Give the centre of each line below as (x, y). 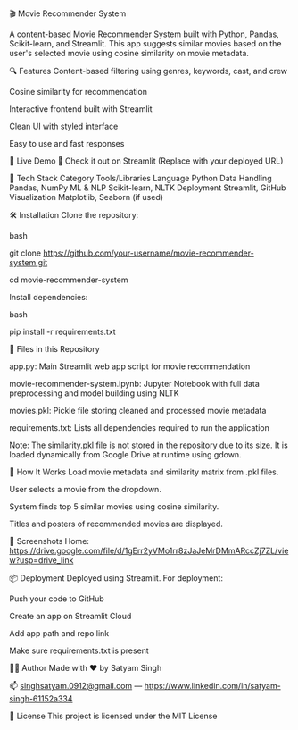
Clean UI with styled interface (64, 126)
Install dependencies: (49, 297)
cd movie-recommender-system (69, 280)
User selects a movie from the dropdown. (86, 489)
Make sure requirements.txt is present (79, 650)
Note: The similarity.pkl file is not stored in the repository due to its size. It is (149, 445)
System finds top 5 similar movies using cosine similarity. (114, 507)
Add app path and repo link (59, 633)
